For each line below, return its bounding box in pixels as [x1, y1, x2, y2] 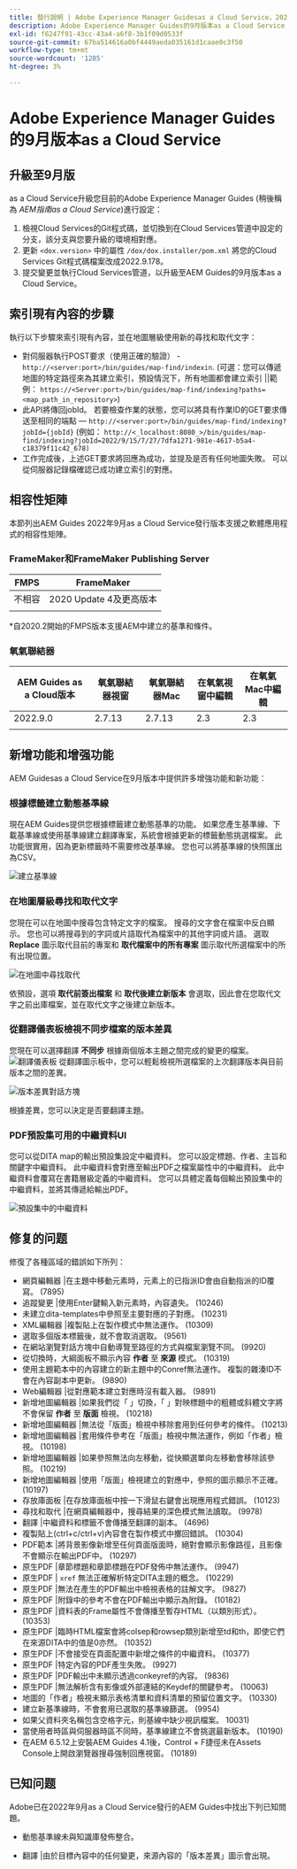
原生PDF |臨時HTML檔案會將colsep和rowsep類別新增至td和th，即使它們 [21, 1626, 286, 1636]
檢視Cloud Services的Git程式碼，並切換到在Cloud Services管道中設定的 [21, 222, 283, 233]
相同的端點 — [37, 415, 87, 426]
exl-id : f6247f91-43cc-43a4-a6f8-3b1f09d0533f [9, 29, 184, 38]
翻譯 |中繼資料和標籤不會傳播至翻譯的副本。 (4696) [21, 1517, 209, 1527]
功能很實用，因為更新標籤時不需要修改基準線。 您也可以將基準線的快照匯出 [9, 841, 283, 852]
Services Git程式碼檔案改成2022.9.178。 [21, 256, 169, 266]
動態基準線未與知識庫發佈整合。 [21, 1831, 139, 1842]
